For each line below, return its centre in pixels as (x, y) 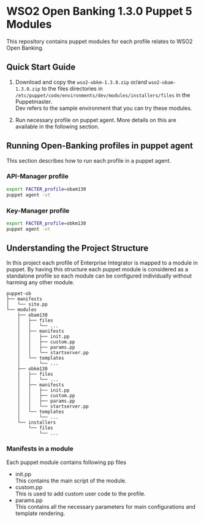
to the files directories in (72, 88)
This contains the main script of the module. (71, 481)
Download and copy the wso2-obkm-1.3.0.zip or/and (81, 82)
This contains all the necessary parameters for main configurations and (105, 506)
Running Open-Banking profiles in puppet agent (100, 146)
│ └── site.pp (27, 304)
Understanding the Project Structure (77, 248)
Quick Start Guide (41, 67)
